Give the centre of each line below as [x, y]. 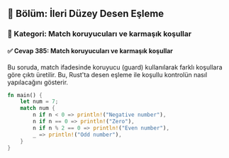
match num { [38, 108]
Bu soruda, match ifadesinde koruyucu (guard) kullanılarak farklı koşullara [115, 67]
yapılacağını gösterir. [38, 82]
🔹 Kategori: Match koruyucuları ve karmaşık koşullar [100, 34]
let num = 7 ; [39, 102]
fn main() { [25, 95]
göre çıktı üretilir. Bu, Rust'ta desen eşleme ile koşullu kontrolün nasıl [107, 74]
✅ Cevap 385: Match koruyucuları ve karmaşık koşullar [90, 50]
